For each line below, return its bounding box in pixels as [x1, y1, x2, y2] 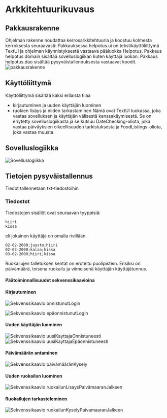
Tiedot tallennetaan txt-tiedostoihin [5, 185, 79, 191]
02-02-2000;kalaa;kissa [5, 247, 56, 252]
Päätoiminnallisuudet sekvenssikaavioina [5, 277, 95, 284]
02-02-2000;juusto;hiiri [5, 242, 58, 248]
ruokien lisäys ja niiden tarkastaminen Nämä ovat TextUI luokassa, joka [12, 108, 161, 114]
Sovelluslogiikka [5, 144, 58, 153]
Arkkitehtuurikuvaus [5, 4, 95, 15]
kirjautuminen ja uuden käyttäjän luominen [12, 102, 102, 108]
